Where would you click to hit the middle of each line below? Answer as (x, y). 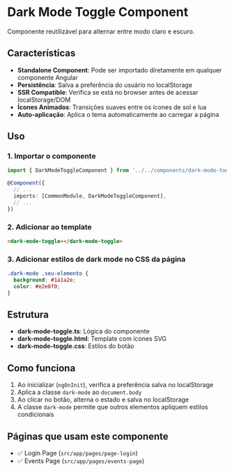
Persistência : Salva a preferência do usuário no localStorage (105, 85)
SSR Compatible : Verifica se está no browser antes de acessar (108, 92)
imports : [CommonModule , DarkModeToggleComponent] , (90, 196)
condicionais (36, 414)
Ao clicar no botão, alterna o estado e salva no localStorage (103, 400)
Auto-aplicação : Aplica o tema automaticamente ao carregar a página (118, 114)
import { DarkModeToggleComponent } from (68, 171)
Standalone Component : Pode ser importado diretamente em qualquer (119, 70)
